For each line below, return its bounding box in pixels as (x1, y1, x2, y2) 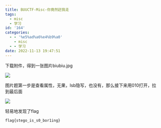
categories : (5, 30, 30, 35)
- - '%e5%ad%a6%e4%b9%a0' (9, 35, 63, 40)
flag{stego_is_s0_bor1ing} (5, 118, 61, 123)
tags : (5, 12, 16, 17)
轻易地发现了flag (5, 108, 39, 114)
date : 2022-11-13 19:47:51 (5, 48, 61, 53)
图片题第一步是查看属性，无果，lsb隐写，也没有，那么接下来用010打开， (5, 82, 152, 88)
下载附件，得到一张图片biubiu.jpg (5, 63, 73, 68)
